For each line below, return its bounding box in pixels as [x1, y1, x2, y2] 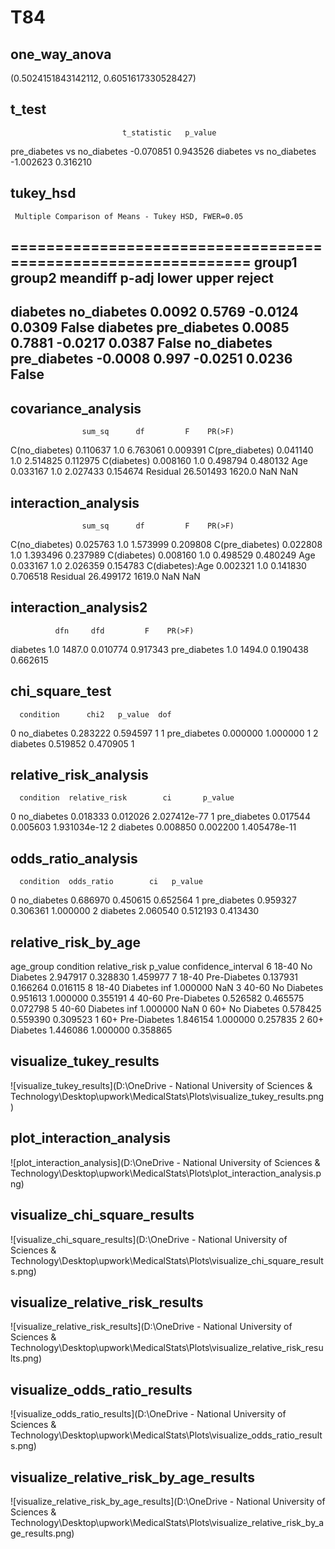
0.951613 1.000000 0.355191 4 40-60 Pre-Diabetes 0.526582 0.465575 [10, 992, 305, 1005]
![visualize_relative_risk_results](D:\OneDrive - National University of [10, 1321, 293, 1333]
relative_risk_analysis [10, 767, 149, 784]
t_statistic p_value [121, 127, 217, 138]
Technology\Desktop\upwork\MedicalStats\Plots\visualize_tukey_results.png [10, 1090, 325, 1102]
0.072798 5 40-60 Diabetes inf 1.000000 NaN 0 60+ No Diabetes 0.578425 [10, 1003, 322, 1015]
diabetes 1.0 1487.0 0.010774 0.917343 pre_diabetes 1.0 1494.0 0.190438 [10, 643, 310, 655]
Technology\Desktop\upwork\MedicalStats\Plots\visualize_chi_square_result [10, 1254, 324, 1266]
